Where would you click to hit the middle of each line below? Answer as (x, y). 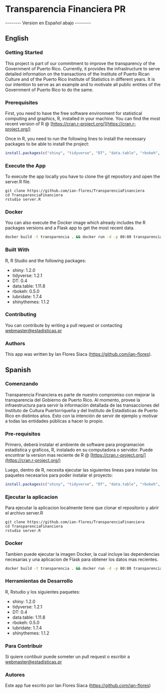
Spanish (18, 370)
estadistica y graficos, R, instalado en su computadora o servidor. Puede (79, 450)
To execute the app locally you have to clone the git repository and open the (83, 176)
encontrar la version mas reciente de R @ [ (49, 455)
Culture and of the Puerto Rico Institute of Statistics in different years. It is (80, 79)
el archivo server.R (24, 513)
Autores (15, 675)
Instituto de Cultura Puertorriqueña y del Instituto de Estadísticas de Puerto (82, 410)
